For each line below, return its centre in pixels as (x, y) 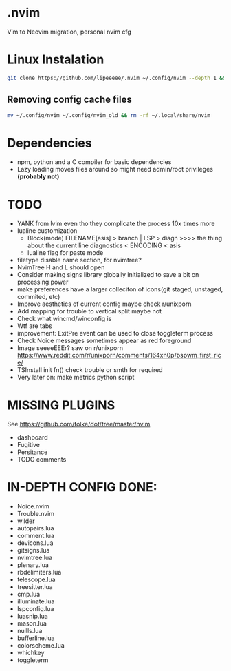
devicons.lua (35, 543)
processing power (43, 282)
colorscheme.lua (41, 646)
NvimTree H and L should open (61, 267)
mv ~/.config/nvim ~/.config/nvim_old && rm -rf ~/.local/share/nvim (109, 115)
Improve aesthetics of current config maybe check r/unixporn (104, 304)
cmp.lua (29, 595)
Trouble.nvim (36, 514)
